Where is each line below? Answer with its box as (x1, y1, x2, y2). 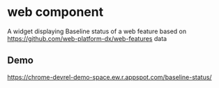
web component (7, 4, 104, 20)
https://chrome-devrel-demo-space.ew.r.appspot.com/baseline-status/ (7, 73, 212, 81)
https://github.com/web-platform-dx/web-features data (7, 34, 167, 42)
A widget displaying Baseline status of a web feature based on (7, 27, 187, 35)
